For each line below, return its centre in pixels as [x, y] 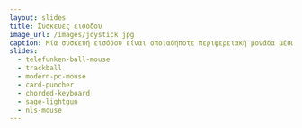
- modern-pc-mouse [52, 77]
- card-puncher [46, 85]
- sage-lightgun [48, 101]
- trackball [40, 69]
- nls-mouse [40, 110]
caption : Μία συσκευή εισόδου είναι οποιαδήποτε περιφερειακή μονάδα [142, 43]
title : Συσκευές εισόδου [56, 26]
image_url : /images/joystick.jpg [72, 34]
